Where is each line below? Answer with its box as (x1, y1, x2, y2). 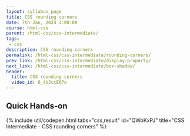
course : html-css (6, 25, 49, 31)
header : (6, 69, 25, 74)
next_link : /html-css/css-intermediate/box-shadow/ (6, 63, 135, 69)
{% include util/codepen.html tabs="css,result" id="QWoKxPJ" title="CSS (6, 117, 185, 124)
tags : (6, 36, 19, 42)
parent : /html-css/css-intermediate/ (6, 30, 99, 36)
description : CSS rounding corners (6, 47, 94, 53)
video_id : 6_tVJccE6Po (11, 80, 67, 86)
